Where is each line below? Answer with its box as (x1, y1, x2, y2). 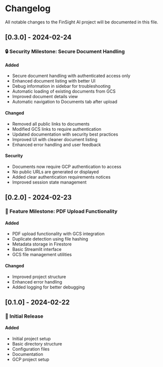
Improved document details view (12, 94, 78, 100)
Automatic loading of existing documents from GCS (12, 88, 116, 94)
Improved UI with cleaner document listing (12, 136, 98, 142)
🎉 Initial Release (5, 313, 44, 320)
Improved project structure (12, 274, 66, 280)
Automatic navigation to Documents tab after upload (12, 99, 118, 105)
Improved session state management (12, 179, 87, 185)
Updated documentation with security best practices (12, 131, 119, 137)
